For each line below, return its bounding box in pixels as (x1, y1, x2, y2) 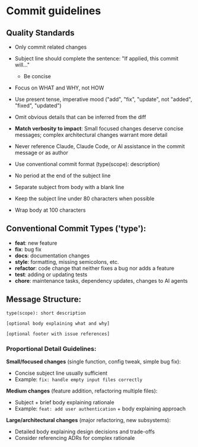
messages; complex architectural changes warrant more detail (14, 132, 168, 138)
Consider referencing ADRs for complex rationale (14, 434, 135, 441)
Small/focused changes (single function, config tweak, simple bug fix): (6, 357, 181, 365)
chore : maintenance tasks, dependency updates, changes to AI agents (14, 277, 188, 284)
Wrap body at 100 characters (14, 206, 86, 213)
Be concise (23, 73, 52, 79)
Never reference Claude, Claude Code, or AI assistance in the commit (14, 143, 185, 149)
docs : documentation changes (14, 252, 90, 259)
